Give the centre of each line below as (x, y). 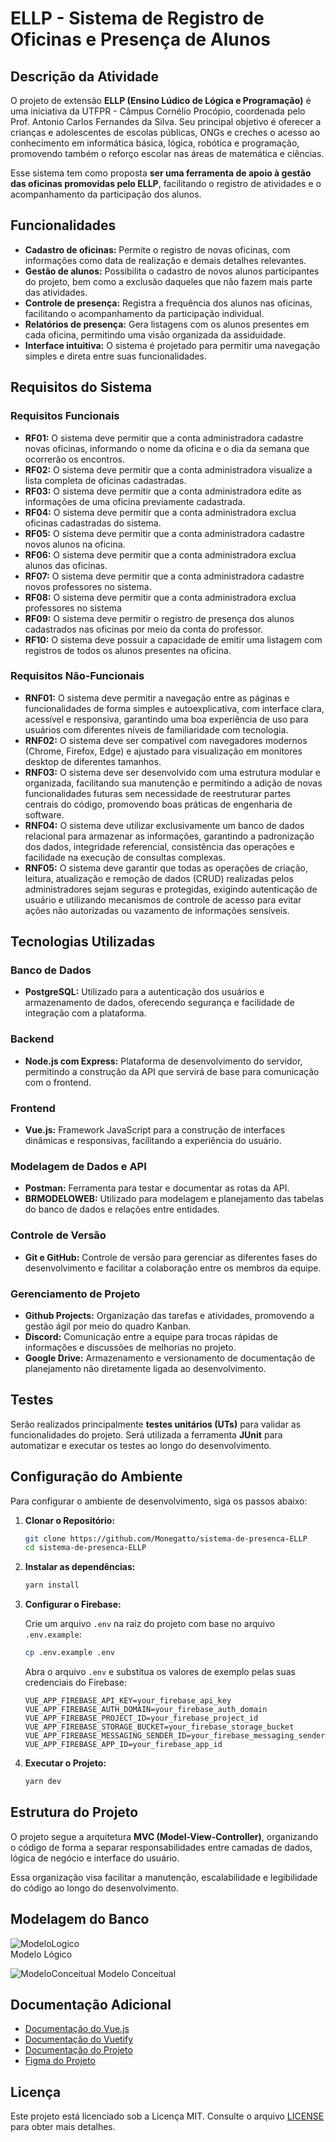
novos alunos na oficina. (75, 544)
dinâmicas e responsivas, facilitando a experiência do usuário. (153, 1141)
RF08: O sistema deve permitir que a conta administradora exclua (160, 597)
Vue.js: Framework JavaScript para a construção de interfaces (155, 1130)
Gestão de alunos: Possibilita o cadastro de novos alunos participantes (172, 271)
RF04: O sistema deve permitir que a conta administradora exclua (160, 512)
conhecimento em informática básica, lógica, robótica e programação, (155, 143)
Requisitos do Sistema (81, 387)
